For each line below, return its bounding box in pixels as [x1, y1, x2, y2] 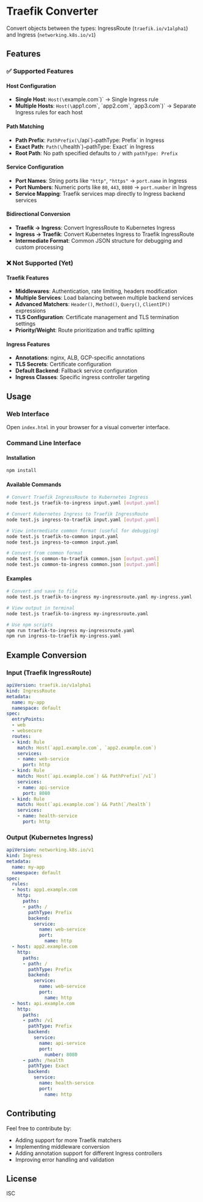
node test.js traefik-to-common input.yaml [6, 533, 119, 539]
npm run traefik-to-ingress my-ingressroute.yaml [6, 627, 135, 633]
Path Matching [6, 123, 45, 130]
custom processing [15, 243, 64, 251]
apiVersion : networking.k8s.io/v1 [6, 847, 94, 854]
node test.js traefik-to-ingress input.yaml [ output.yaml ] [6, 500, 160, 506]
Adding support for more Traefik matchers [15, 1136, 122, 1144]
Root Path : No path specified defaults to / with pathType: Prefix [15, 149, 178, 157]
